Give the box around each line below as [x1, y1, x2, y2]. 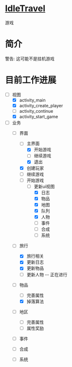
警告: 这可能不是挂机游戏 [5, 56, 54, 61]
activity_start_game [19, 114, 58, 120]
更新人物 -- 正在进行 [26, 271, 68, 277]
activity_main [19, 97, 46, 103]
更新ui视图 [34, 183, 55, 189]
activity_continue [19, 108, 54, 114]
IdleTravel [5, 3, 46, 14]
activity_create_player [19, 102, 63, 108]
